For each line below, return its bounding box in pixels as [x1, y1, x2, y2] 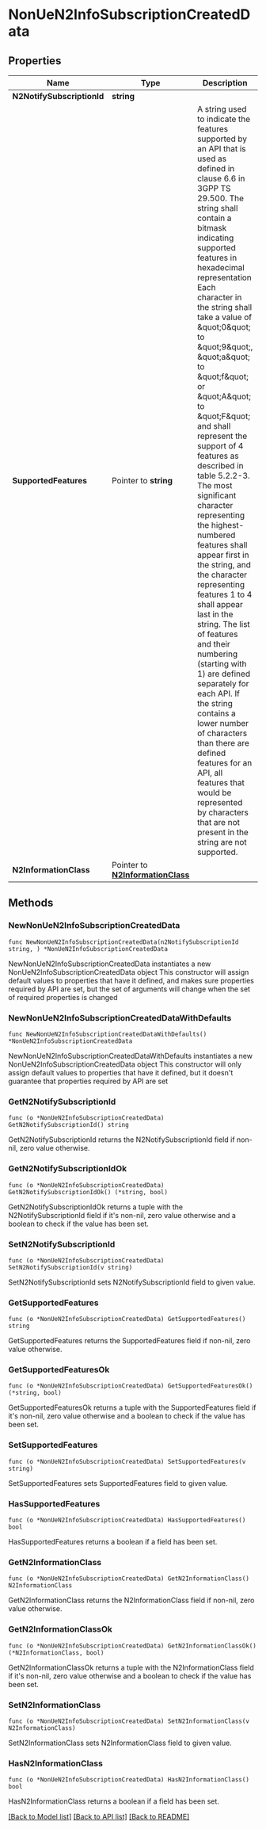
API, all [196, 767, 223, 778]
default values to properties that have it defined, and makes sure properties [8, 976, 255, 985]
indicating [196, 232, 234, 243]
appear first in [196, 549, 249, 560]
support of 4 [196, 441, 244, 451]
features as [196, 450, 239, 461]
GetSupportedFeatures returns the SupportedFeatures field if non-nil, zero [8, 1336, 251, 1346]
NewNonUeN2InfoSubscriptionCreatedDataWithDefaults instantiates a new [8, 1051, 253, 1060]
